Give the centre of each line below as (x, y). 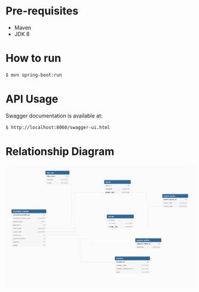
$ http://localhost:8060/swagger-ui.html (58, 127)
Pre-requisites (42, 11)
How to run (33, 58)
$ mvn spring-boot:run (34, 75)
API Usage (32, 99)
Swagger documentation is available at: (54, 116)
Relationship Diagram (60, 151)
